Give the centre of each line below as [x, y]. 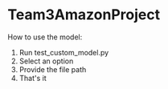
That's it [33, 78]
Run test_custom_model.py [64, 52]
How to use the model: [45, 37]
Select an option [46, 61]
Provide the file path [53, 69]
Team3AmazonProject [84, 15]
